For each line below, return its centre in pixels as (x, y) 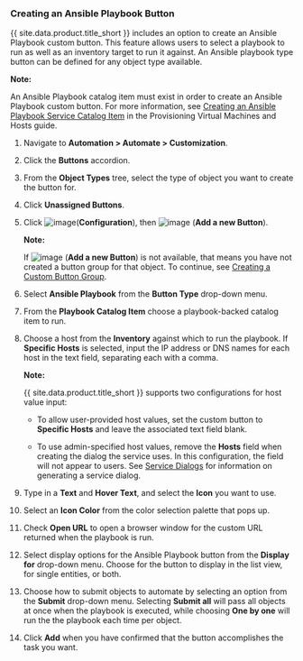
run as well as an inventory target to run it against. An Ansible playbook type (152, 52)
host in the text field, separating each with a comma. (121, 358)
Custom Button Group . (65, 277)
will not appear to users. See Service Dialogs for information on (155, 466)
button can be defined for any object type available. (106, 62)
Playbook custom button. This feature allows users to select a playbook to (147, 42)
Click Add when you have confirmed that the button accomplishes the (153, 638)
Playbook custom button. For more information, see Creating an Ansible (143, 106)
